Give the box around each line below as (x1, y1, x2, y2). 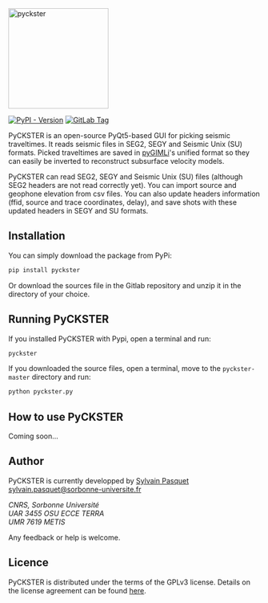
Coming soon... (8, 431, 58, 441)
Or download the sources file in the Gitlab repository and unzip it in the (8, 280, 242, 290)
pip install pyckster (8, 266, 81, 274)
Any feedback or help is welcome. (8, 532, 121, 542)
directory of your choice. (8, 289, 90, 299)
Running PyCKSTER (8, 312, 110, 326)
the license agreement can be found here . (8, 585, 146, 595)
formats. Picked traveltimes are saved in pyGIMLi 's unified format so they (8, 148, 250, 157)
